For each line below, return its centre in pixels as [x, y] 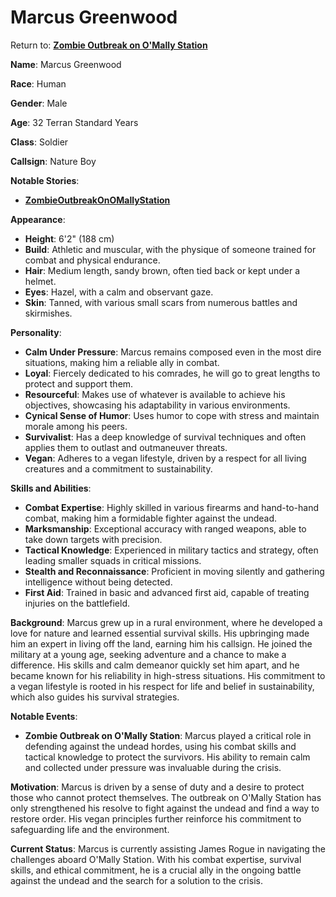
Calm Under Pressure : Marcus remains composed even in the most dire [173, 352]
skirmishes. [48, 313]
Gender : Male [39, 103]
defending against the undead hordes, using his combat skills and [160, 746]
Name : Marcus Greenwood [66, 64]
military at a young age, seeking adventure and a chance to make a [148, 654]
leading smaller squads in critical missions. [113, 560]
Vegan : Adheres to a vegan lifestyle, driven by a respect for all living [165, 458]
